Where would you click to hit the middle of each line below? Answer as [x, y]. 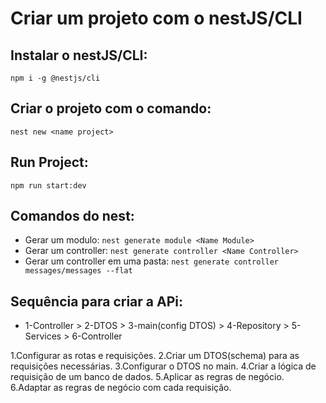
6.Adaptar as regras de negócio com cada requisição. [121, 388]
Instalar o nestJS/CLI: [79, 55]
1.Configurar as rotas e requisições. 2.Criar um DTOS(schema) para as [155, 356]
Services [43, 336]
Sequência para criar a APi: [96, 301]
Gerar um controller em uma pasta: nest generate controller [152, 261]
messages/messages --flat [78, 271]
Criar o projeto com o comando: [111, 108]
